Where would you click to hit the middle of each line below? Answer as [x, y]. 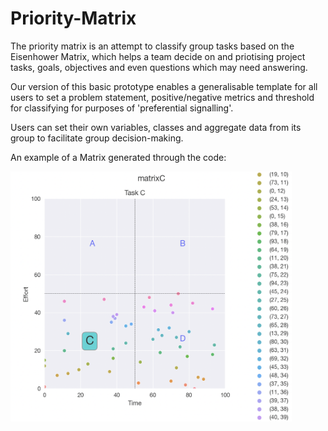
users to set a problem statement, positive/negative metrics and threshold [162, 97]
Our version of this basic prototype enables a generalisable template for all [164, 86]
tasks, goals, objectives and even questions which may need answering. [159, 67]
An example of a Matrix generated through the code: [118, 157]
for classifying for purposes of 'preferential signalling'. [122, 108]
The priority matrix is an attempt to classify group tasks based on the [152, 46]
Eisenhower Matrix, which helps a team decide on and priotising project [158, 56]
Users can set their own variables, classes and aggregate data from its [156, 127]
